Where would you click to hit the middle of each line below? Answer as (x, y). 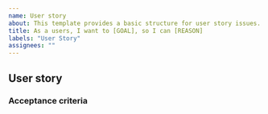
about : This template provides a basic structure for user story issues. (135, 23)
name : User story (37, 16)
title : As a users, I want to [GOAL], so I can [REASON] (106, 31)
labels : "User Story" (45, 38)
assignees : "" (32, 46)
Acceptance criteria (48, 101)
